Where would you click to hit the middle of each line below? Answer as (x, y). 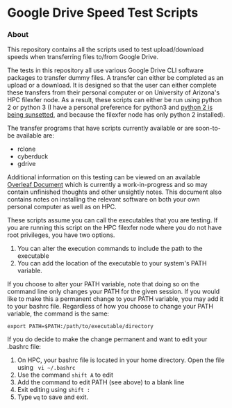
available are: (35, 136)
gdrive (26, 164)
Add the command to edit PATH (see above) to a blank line (101, 382)
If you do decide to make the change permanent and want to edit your (107, 339)
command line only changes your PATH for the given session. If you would (114, 292)
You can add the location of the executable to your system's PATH (112, 263)
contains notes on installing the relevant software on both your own (103, 199)
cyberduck (33, 156)
